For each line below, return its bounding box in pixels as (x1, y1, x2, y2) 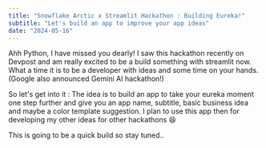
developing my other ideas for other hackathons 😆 (8, 115, 176, 125)
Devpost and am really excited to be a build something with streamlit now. (8, 57, 252, 66)
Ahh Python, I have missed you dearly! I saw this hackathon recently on (8, 49, 244, 58)
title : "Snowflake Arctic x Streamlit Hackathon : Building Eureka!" (8, 11, 246, 20)
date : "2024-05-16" (8, 26, 74, 34)
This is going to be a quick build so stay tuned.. (8, 130, 164, 140)
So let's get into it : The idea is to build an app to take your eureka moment (8, 90, 254, 99)
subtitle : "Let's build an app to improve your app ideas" (8, 19, 210, 27)
